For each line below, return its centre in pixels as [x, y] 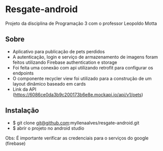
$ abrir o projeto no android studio [48, 128]
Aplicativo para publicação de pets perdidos [59, 51]
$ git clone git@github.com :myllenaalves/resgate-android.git [76, 123]
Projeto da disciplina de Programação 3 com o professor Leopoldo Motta [81, 23]
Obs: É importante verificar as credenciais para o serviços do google [77, 138]
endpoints [23, 73]
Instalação [22, 111]
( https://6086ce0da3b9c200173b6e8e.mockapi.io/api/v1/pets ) [78, 94]
